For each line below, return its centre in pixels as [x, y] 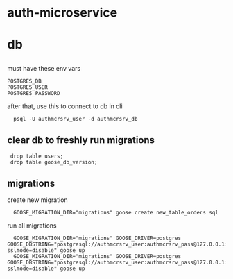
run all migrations [32, 226]
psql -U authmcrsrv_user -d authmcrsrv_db [76, 119]
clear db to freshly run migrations [81, 140]
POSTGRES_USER [28, 87]
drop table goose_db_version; [54, 162]
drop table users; [37, 156]
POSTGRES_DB [24, 81]
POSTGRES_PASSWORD [34, 93]
